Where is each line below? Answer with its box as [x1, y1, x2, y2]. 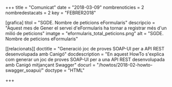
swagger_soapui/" [5, 67, 44, 73]
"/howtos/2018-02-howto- [97, 62, 153, 68]
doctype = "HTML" [45, 67, 85, 73]
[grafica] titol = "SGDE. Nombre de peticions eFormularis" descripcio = [5, 20, 156, 25]
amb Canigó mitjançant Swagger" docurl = [5, 62, 96, 68]
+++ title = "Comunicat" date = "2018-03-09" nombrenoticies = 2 [5, 5, 145, 10]
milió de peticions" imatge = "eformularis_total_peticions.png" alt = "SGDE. [5, 31, 164, 36]
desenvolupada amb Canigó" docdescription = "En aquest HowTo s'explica [5, 51, 164, 57]
